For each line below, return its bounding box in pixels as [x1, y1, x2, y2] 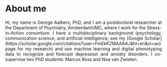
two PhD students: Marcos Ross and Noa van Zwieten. [26, 56, 138, 62]
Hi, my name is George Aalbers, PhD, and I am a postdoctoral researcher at [5, 19, 162, 25]
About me [5, 3, 47, 14]
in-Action [5, 30, 24, 36]
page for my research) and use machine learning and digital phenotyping [5, 46, 162, 52]
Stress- [147, 24, 162, 30]
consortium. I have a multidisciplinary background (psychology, [26, 30, 162, 36]
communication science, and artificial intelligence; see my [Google [5, 35, 143, 41]
